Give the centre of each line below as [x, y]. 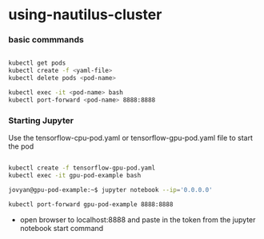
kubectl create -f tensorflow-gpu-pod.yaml [82, 168]
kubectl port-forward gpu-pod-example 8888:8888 [91, 204]
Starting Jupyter [41, 120]
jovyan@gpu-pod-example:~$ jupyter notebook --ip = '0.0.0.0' [111, 189]
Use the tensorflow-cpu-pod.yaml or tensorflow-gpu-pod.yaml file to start [131, 138]
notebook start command [62, 228]
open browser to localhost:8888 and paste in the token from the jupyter [138, 219]
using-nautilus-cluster [85, 15]
